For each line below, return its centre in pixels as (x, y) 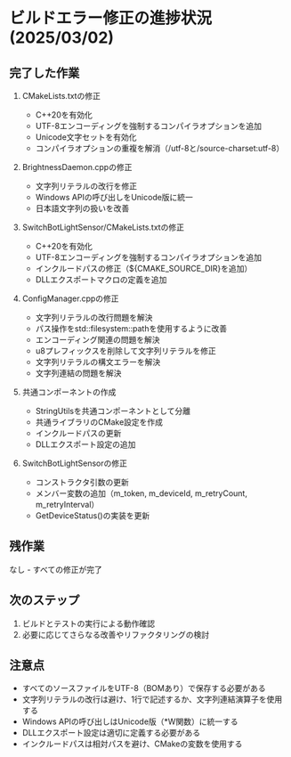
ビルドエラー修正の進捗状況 (111, 18)
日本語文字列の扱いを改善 (82, 208)
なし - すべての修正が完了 (56, 569)
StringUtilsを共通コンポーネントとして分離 (113, 411)
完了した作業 (44, 73)
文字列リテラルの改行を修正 (86, 186)
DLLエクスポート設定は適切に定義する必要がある (111, 733)
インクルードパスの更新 (78, 433)
